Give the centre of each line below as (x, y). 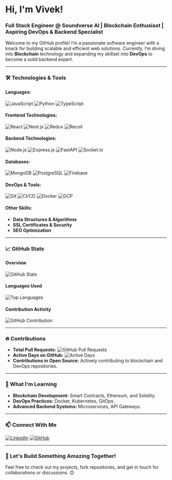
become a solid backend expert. (39, 60)
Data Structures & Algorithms (45, 219)
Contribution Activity (28, 309)
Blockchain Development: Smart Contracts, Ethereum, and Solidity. (84, 395)
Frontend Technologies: (31, 115)
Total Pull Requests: (34, 350)
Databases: (18, 161)
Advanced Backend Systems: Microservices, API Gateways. (77, 406)
